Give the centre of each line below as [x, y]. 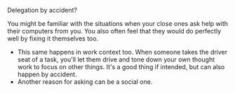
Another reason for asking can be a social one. [85, 82]
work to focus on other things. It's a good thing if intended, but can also [121, 67]
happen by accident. [47, 74]
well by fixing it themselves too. [53, 38]
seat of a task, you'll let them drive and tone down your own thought [116, 59]
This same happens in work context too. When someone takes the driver [122, 52]
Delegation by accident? [42, 10]
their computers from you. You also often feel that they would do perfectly [114, 31]
